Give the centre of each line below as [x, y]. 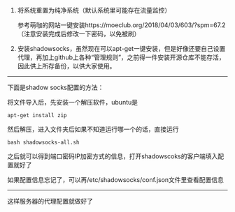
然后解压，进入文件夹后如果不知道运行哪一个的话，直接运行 [93, 129]
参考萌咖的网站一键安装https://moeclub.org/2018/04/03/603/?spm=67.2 [121, 25]
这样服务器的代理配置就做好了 [50, 201]
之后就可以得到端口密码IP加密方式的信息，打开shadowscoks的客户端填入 [113, 156]
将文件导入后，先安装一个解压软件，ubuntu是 [73, 102]
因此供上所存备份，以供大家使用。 [66, 66]
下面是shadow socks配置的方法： [56, 87]
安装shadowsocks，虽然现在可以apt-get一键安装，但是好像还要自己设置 [121, 48]
